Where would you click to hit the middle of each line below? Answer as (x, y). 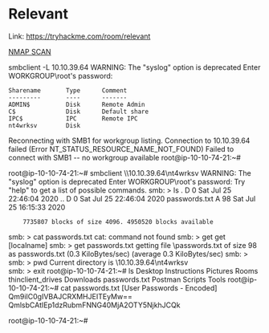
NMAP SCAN (30, 51)
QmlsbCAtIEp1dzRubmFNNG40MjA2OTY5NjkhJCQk (94, 305)
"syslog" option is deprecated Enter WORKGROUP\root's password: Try (127, 181)
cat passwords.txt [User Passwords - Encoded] (139, 288)
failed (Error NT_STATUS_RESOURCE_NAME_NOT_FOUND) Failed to (121, 148)
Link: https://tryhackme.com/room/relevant (79, 36)
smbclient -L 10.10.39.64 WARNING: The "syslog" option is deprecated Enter (134, 67)
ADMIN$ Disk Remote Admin (77, 104)
